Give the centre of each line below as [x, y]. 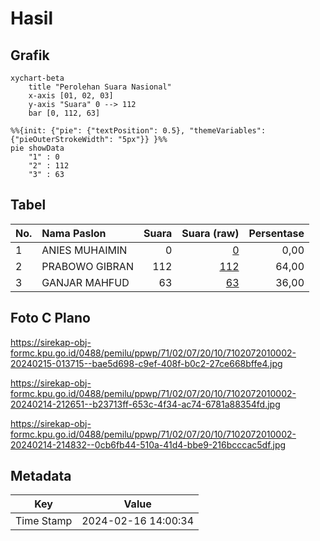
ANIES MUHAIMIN [84, 250]
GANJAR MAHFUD [85, 282]
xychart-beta [37, 78]
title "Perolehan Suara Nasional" [100, 87]
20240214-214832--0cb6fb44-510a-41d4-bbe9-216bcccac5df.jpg [148, 444]
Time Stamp [44, 521]
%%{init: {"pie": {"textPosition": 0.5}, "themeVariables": [138, 131]
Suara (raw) [210, 233]
